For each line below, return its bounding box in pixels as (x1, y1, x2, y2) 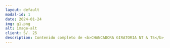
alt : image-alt (5, 26, 37, 31)
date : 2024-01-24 (5, 16, 42, 21)
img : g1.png (5, 21, 30, 26)
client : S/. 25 (5, 30, 37, 35)
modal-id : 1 (5, 12, 30, 17)
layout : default (5, 7, 39, 12)
